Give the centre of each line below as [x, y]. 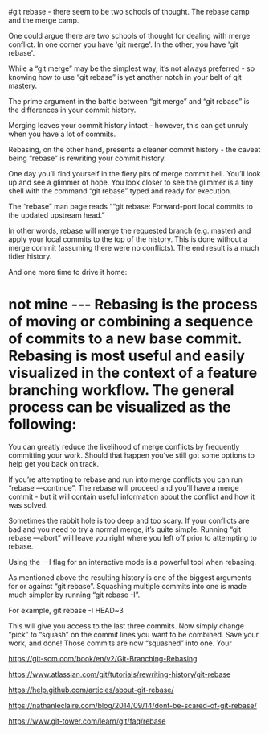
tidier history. [30, 256]
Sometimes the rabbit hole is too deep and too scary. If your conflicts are [129, 520]
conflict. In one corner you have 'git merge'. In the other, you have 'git [123, 44]
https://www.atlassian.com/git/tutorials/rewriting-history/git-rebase [120, 674]
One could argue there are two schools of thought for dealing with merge [129, 36]
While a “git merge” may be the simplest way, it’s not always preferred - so [132, 68]
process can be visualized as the [120, 407]
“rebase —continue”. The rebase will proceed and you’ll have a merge [124, 487]
